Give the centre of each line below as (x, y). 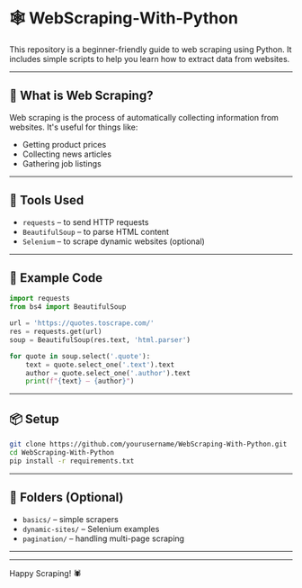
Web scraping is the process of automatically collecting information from (144, 117)
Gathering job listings (62, 163)
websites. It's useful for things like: (74, 127)
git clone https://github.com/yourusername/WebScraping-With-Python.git (148, 444)
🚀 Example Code (56, 278)
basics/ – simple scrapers (70, 519)
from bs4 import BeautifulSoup (68, 307)
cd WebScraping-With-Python (62, 452)
